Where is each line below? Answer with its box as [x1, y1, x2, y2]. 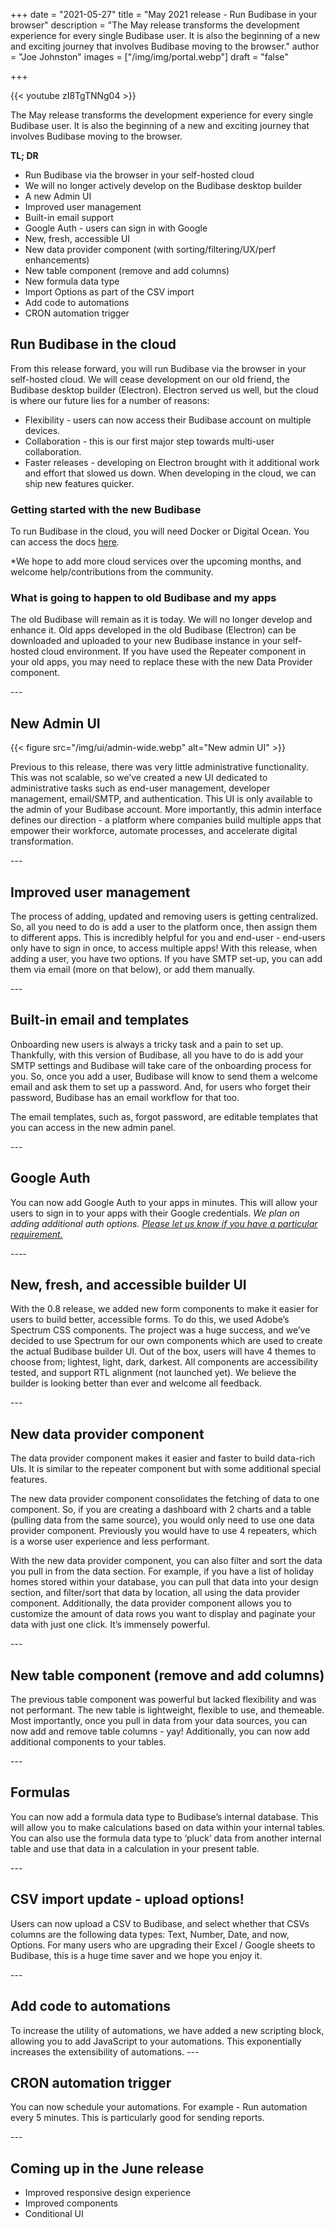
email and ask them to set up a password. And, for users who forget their [10, 1080, 312, 1093]
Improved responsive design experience [24, 2187, 192, 2199]
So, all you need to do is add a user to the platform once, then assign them [10, 921, 318, 933]
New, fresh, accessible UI [24, 233, 131, 244]
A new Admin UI [24, 190, 92, 202]
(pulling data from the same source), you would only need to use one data [10, 1514, 315, 1526]
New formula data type [24, 275, 120, 287]
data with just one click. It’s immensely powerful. [10, 1619, 211, 1631]
